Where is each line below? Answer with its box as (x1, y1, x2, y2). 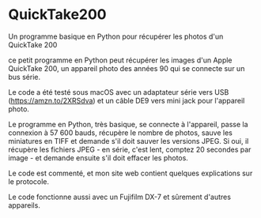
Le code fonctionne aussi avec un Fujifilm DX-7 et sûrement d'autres (8, 192, 232, 201)
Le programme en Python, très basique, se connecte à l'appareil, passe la (8, 119, 248, 129)
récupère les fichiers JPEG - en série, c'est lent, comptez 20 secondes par (8, 145, 252, 154)
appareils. (8, 200, 41, 210)
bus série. (8, 72, 41, 81)
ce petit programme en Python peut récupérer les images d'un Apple (8, 55, 233, 65)
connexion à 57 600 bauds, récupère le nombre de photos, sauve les (8, 128, 233, 137)
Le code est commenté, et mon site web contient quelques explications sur (8, 168, 253, 178)
